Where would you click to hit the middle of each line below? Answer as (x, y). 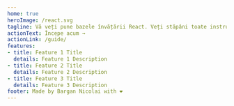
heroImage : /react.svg (40, 20)
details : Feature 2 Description (61, 72)
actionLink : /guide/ (37, 40)
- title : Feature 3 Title (45, 78)
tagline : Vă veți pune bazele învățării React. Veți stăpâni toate (107, 26)
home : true (23, 14)
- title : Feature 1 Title (45, 53)
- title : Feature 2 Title (45, 66)
